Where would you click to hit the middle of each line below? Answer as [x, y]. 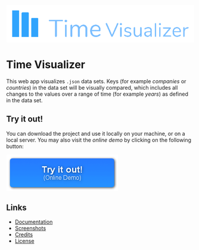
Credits [24, 234]
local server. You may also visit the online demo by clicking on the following [99, 140]
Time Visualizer [46, 64]
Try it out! [25, 119]
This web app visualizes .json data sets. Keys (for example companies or [96, 81]
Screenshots [30, 228]
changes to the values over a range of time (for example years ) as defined [97, 94]
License [24, 241]
